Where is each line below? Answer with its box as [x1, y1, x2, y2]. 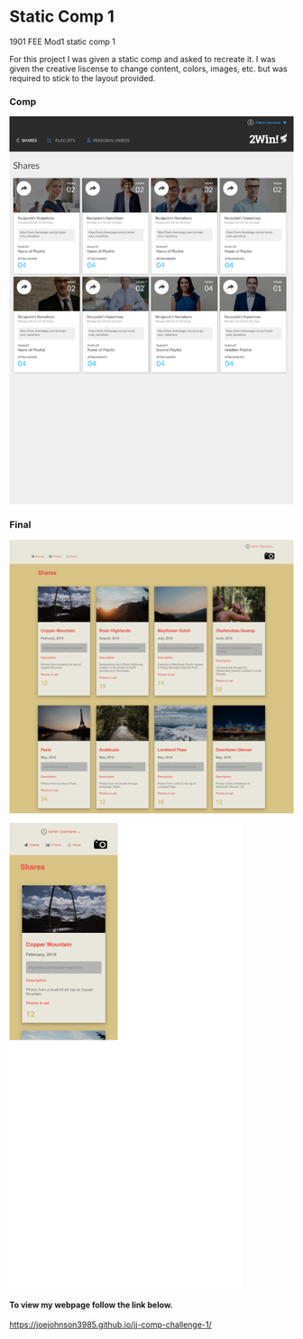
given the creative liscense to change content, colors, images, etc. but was [9, 63, 288, 74]
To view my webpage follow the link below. [9, 1299, 173, 1310]
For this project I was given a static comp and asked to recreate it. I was [9, 53, 277, 64]
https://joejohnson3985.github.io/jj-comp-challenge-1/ [9, 1319, 212, 1330]
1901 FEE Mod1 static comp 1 [9, 36, 115, 47]
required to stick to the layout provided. [9, 72, 156, 83]
